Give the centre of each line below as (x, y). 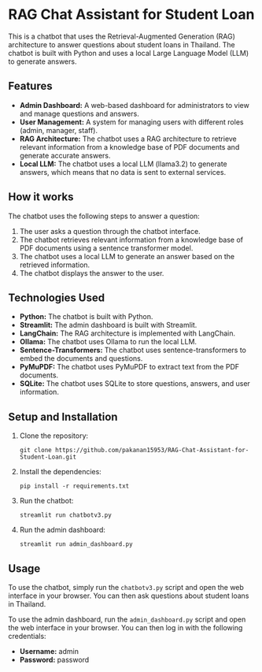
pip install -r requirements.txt (74, 486)
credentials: (27, 636)
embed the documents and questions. (81, 358)
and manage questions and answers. (79, 113)
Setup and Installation (63, 416)
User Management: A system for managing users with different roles (131, 122)
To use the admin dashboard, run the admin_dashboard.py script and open (127, 619)
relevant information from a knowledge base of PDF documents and (129, 147)
